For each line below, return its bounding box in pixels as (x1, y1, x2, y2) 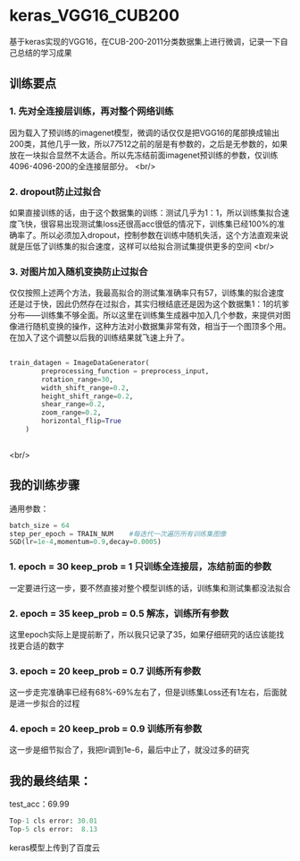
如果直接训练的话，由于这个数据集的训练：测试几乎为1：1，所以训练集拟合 (9, 207, 282, 217)
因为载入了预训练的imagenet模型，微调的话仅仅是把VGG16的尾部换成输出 (9, 127, 279, 138)
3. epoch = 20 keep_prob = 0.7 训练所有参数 (9, 664, 202, 677)
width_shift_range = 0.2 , (41, 383, 129, 392)
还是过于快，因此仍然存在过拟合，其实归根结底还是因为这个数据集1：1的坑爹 (9, 299, 290, 310)
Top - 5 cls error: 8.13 (9, 825, 98, 834)
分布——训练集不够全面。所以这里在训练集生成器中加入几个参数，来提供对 (9, 310, 283, 320)
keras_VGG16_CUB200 (9, 5, 180, 26)
